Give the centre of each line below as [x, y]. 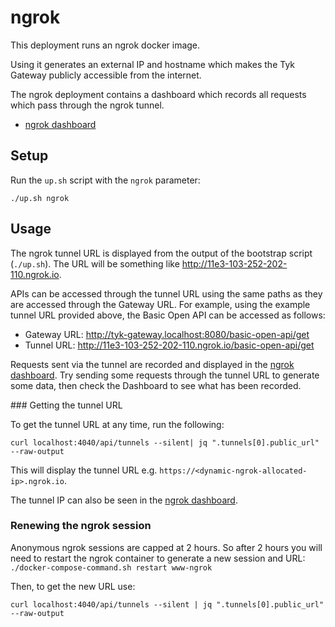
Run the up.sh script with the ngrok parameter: [105, 180]
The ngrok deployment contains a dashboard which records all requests [158, 94]
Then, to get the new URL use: [73, 586]
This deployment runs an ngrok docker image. [105, 45]
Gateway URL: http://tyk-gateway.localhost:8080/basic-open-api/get [167, 334]
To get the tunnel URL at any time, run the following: [117, 424]
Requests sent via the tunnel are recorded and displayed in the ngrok [152, 364]
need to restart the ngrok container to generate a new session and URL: [158, 558]
